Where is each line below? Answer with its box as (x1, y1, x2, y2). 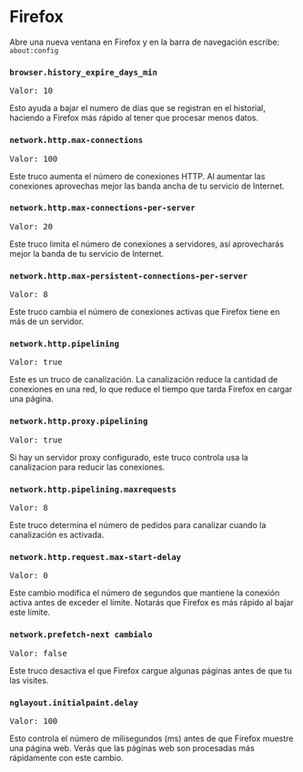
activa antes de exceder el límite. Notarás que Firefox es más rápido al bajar (9, 597, 294, 608)
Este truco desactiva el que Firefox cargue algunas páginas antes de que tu (9, 665, 293, 675)
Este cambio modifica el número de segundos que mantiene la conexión (9, 587, 280, 598)
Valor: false (9, 648, 68, 658)
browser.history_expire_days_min (9, 66, 157, 77)
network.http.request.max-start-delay (9, 552, 182, 562)
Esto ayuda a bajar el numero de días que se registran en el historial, (9, 103, 267, 114)
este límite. (9, 607, 51, 618)
